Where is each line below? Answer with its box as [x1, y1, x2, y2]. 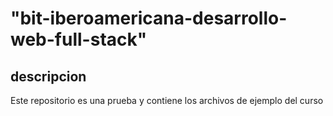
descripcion [10, 68, 87, 85]
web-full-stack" [10, 28, 148, 51]
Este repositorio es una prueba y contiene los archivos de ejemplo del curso [10, 95, 324, 106]
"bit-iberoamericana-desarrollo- [10, 7, 288, 30]
